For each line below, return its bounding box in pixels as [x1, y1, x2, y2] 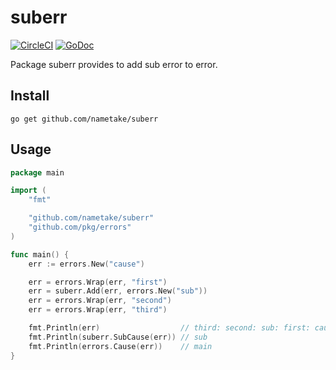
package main [10, 167, 65, 178]
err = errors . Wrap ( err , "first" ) [28, 277, 168, 287]
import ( [10, 186, 47, 196]
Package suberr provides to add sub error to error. [10, 58, 218, 70]
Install [10, 87, 50, 105]
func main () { [10, 249, 70, 260]
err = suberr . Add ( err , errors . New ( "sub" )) [28, 286, 208, 296]
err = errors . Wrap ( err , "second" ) [28, 296, 172, 306]
